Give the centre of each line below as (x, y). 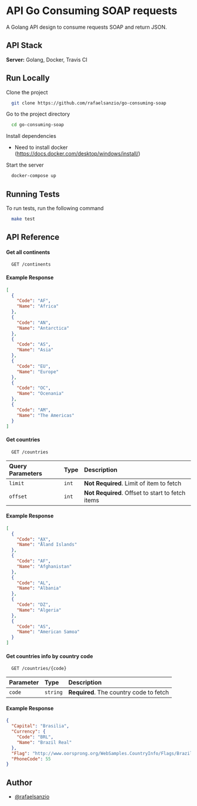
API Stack (24, 45)
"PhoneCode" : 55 (31, 759)
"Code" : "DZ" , (34, 605)
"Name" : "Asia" (35, 350)
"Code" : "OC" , (34, 388)
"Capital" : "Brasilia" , (40, 726)
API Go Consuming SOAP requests (92, 11)
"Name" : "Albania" (39, 588)
